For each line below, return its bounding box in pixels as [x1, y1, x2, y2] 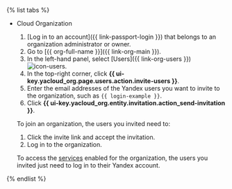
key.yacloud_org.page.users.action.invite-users [26, 77, 171, 85]
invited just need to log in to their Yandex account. [16, 161, 160, 169]
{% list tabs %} [6, 6, 50, 14]
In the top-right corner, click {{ [26, 69, 115, 78]
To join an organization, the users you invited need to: [16, 120, 171, 127]
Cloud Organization [16, 19, 72, 27]
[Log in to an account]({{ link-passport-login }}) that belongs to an [26, 33, 217, 41]
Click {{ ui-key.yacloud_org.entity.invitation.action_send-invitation [26, 99, 226, 107]
